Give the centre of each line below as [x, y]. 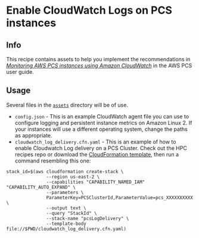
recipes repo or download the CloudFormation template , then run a [97, 154]
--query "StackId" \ [71, 213]
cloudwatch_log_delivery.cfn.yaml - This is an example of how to [95, 142]
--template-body [66, 224]
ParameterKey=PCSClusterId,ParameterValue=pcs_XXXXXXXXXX [120, 198]
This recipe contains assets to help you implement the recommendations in [98, 59]
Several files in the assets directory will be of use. [67, 105]
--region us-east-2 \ [73, 177]
